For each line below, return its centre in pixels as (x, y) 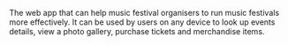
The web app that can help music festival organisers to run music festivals (144, 13)
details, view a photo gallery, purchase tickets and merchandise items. (137, 31)
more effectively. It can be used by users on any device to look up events (142, 22)
